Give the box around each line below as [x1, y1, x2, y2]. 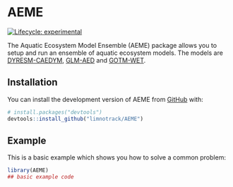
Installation [7, 77, 58, 89]
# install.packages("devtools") [7, 108, 102, 116]
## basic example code [7, 174, 74, 181]
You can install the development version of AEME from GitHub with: [7, 95, 203, 103]
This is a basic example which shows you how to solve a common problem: [7, 153, 226, 162]
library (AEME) [7, 167, 49, 174]
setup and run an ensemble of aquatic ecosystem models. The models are [7, 49, 224, 57]
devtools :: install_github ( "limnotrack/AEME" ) [7, 115, 143, 122]
